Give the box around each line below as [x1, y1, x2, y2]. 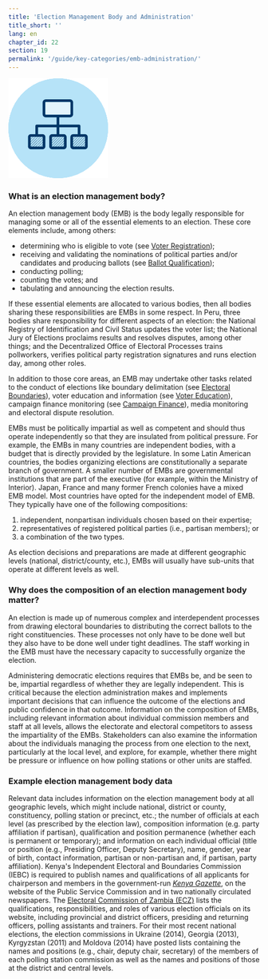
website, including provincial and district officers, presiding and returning [8, 912, 249, 922]
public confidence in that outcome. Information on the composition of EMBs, [8, 704, 259, 714]
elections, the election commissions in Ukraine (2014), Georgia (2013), [8, 929, 239, 938]
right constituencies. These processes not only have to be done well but [8, 629, 246, 639]
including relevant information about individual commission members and [8, 713, 250, 723]
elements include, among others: [8, 226, 116, 236]
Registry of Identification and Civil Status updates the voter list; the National [8, 324, 258, 335]
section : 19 [8, 46, 48, 55]
